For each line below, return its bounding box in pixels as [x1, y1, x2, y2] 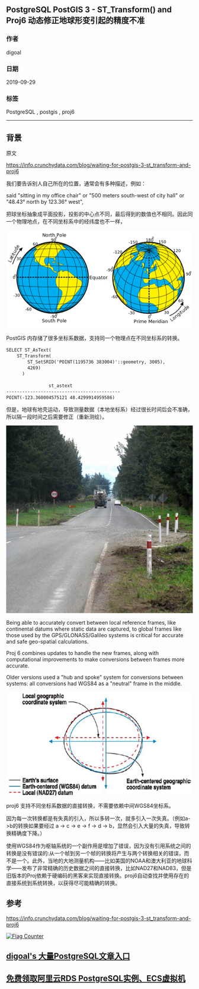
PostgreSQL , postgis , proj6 [6, 108, 75, 115]
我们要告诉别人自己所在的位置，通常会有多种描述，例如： [6, 180, 146, 187]
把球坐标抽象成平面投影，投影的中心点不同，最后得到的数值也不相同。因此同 [6, 210, 193, 218]
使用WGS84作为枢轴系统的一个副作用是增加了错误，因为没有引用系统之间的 [6, 842, 191, 849]
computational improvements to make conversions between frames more [6, 656, 185, 663]
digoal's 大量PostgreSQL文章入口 [6, 951, 130, 962]
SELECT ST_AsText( [6, 347, 52, 353]
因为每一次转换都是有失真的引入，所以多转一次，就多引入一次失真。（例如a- [6, 815, 191, 822]
